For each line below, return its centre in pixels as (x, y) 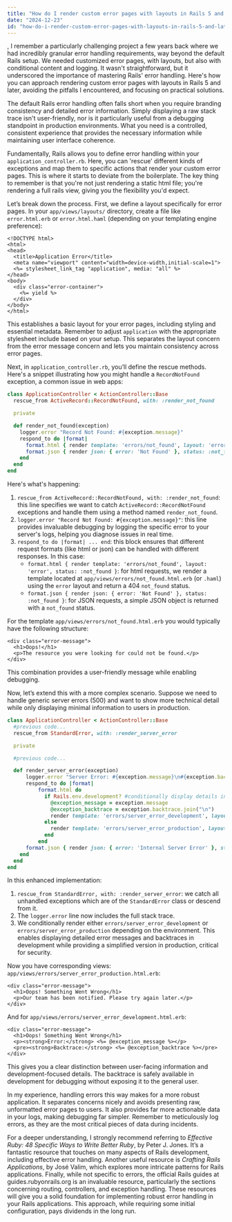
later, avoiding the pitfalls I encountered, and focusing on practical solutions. (116, 90)
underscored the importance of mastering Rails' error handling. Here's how (114, 75)
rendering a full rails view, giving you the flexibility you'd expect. (98, 190)
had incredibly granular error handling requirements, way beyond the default (116, 53)
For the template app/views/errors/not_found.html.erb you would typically (114, 621)
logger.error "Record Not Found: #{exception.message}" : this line (112, 519)
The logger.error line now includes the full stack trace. (96, 916)
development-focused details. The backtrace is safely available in (101, 1074)
